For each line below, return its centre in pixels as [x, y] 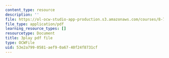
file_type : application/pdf [35, 24]
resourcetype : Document [30, 33]
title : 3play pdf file [29, 38]
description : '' [22, 15]
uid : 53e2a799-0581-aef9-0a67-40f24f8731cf [52, 47]
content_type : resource [30, 10]
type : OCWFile [20, 43]
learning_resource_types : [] [36, 29]
